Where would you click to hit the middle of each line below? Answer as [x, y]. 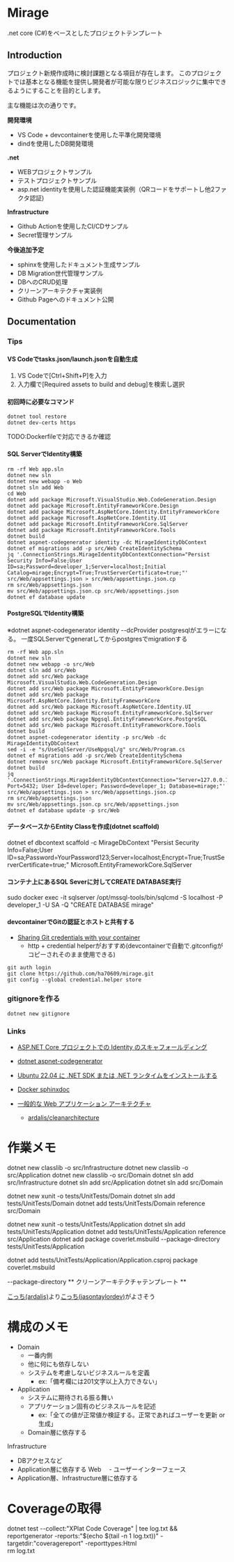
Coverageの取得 [54, 1509]
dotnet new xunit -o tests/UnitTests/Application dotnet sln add [96, 1224]
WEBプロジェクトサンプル [55, 171]
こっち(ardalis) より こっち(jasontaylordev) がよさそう [81, 1297]
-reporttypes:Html [111, 1543]
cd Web [17, 493]
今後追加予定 [25, 249]
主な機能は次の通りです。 [44, 105]
